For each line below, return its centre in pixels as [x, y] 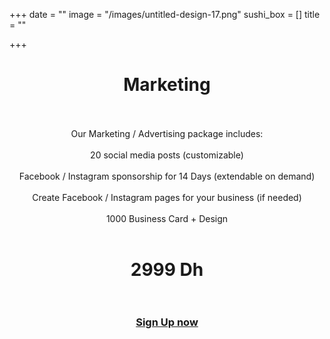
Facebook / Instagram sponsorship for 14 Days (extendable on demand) [167, 176]
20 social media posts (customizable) [167, 155]
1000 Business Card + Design [167, 218]
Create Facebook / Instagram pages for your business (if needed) [167, 197]
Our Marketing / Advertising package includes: [167, 133]
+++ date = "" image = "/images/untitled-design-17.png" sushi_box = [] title [165, 14]
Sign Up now [167, 322]
